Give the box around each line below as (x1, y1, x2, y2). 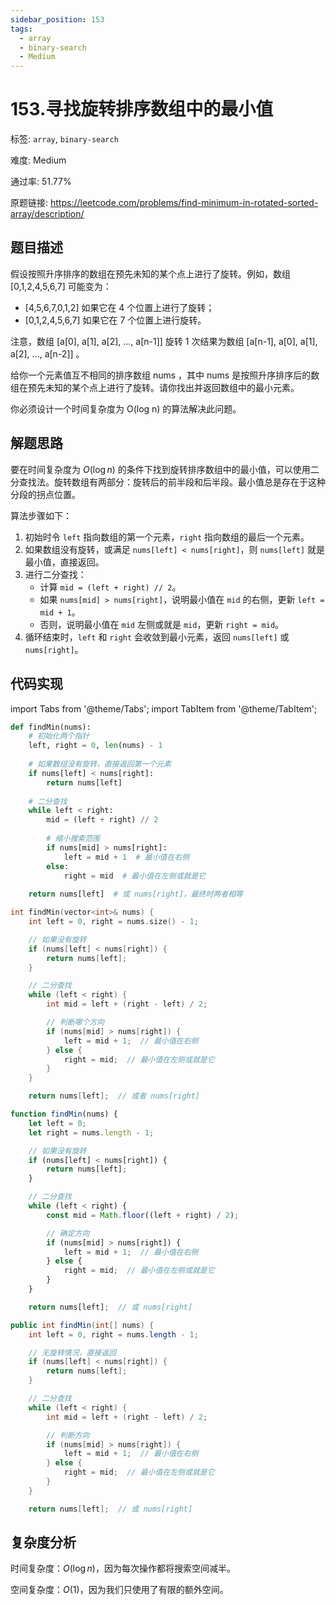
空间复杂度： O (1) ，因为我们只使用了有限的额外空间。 (10, 1584, 229, 1596)
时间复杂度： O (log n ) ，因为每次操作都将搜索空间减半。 (10, 1562, 236, 1575)
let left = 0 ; (28, 1118, 87, 1128)
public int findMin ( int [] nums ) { (10, 1320, 155, 1330)
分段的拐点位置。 (10, 488, 81, 500)
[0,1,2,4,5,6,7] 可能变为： (10, 280, 112, 292)
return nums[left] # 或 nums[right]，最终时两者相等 (28, 889, 243, 900)
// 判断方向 (46, 1430, 90, 1440)
